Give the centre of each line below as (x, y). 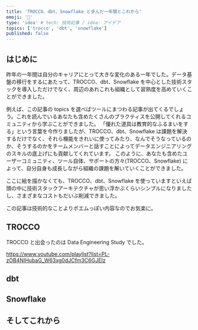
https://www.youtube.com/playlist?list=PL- (58, 254)
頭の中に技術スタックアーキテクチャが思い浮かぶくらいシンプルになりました (99, 188)
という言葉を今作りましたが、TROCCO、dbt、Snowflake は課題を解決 (102, 131)
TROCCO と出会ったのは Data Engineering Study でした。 (77, 242)
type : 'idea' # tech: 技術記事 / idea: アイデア (64, 22)
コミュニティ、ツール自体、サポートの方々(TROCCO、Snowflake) (101, 161)
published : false (27, 34)
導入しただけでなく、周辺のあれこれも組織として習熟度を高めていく (104, 89)
